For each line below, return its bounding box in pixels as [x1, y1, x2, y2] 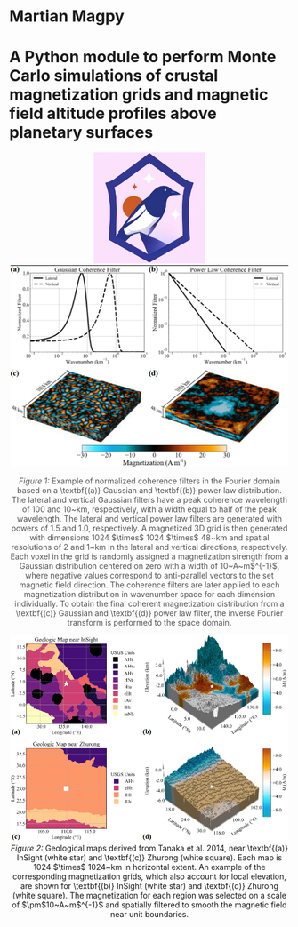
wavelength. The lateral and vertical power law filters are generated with [16, 513, 283, 523]
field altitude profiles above [9, 104, 217, 124]
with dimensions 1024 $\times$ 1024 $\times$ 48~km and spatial [29, 531, 270, 543]
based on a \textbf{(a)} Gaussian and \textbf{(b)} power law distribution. [17, 484, 282, 495]
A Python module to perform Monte [9, 47, 277, 68]
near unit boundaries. [109, 909, 189, 920]
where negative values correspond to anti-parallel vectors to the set [25, 570, 274, 580]
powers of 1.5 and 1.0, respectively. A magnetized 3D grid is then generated [11, 523, 288, 533]
